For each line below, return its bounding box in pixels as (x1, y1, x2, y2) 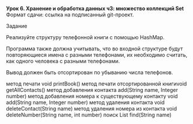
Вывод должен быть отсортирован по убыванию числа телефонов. (6, 69, 173, 75)
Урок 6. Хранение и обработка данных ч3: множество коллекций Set (6, 5, 184, 12)
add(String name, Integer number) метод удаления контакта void (6, 99, 165, 106)
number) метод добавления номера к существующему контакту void (6, 93, 178, 99)
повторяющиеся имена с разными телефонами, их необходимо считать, (6, 51, 188, 58)
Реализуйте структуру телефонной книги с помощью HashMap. (6, 34, 165, 40)
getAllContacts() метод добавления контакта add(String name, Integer (6, 87, 178, 93)
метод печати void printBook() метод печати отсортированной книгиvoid (6, 80, 187, 87)
